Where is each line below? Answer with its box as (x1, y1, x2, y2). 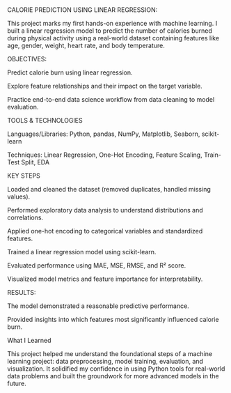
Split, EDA (21, 157, 50, 166)
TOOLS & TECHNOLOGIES (7, 116, 83, 124)
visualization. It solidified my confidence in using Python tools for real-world (7, 364, 225, 373)
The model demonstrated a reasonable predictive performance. (7, 302, 189, 310)
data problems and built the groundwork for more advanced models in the (7, 371, 219, 380)
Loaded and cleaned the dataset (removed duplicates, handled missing (7, 185, 211, 193)
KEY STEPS (7, 171, 40, 180)
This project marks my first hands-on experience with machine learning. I (7, 19, 218, 27)
